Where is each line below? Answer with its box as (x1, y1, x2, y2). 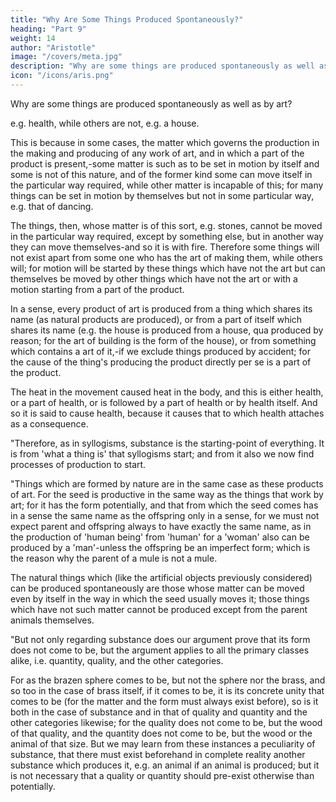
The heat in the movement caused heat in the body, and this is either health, (10, 386, 324, 398)
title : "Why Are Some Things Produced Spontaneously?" (10, 14, 244, 25)
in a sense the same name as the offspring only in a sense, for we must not (10, 509, 320, 521)
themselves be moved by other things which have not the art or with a (10, 272, 298, 285)
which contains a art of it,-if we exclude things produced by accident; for (10, 345, 311, 357)
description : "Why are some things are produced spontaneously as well (10, 61, 315, 71)
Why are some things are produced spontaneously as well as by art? (10, 97, 293, 110)
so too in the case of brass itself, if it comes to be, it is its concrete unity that (10, 684, 325, 696)
